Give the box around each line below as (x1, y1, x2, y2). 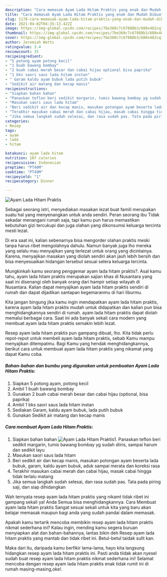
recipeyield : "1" (5, 174, 41, 179)
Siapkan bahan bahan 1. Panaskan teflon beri (12, 436, 161, 442)
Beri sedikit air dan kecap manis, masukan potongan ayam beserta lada (12, 458, 159, 464)
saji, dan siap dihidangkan (12, 484, 66, 490)
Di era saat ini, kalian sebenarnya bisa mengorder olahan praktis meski (5, 238, 150, 244)
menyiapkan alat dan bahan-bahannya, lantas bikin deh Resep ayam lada (5, 530, 155, 536)
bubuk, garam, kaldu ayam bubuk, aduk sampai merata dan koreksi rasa (12, 463, 160, 469)
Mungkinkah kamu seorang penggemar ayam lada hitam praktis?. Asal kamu (5, 268, 162, 275)
